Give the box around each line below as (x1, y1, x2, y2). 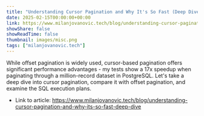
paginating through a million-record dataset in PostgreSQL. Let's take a (6, 72, 184, 79)
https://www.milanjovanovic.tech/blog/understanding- (52, 96, 188, 103)
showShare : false (6, 25, 50, 32)
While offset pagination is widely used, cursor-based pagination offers (6, 59, 183, 66)
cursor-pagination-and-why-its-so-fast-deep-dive (15, 103, 141, 110)
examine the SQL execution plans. (6, 85, 92, 92)
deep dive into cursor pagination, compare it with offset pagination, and (6, 78, 186, 85)
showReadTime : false (6, 31, 59, 37)
